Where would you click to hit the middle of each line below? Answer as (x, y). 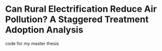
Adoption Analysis (44, 30)
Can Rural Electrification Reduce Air (81, 9)
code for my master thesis (32, 43)
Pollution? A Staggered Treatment (77, 19)
